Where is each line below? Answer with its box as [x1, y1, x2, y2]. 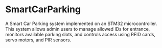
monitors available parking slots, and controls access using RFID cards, [5, 31, 156, 37]
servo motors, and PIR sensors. [5, 37, 72, 43]
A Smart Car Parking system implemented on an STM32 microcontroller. [5, 20, 157, 27]
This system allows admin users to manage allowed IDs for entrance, [5, 26, 150, 32]
